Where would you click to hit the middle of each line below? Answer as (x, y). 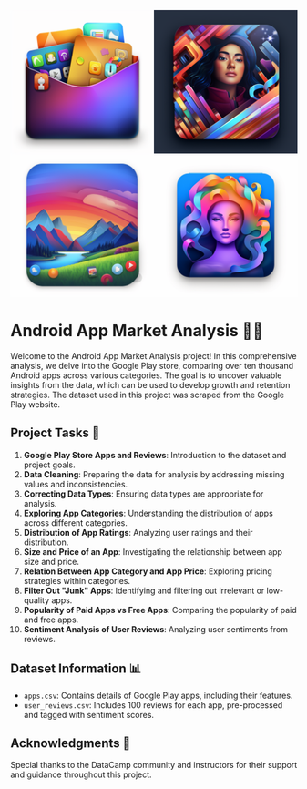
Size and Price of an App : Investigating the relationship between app (153, 551)
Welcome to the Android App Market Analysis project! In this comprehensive (153, 355)
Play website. (36, 404)
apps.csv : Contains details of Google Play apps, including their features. (158, 695)
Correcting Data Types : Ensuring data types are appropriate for (143, 494)
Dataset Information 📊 (76, 669)
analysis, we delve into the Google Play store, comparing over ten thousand (152, 365)
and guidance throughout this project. (82, 774)
